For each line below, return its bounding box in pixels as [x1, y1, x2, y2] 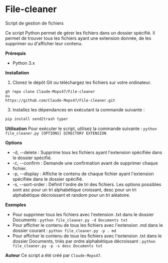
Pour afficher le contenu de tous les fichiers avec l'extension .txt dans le [12, 232, 162, 239]
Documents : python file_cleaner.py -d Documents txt [12, 217, 128, 223]
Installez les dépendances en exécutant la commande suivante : [12, 106, 145, 112]
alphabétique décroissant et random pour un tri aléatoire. [12, 192, 130, 198]
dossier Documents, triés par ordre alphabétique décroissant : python [12, 238, 155, 244]
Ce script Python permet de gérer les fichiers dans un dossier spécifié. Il [5, 30, 155, 36]
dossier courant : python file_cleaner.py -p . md [12, 227, 116, 233]
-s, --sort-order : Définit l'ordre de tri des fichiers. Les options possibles [12, 181, 161, 187]
